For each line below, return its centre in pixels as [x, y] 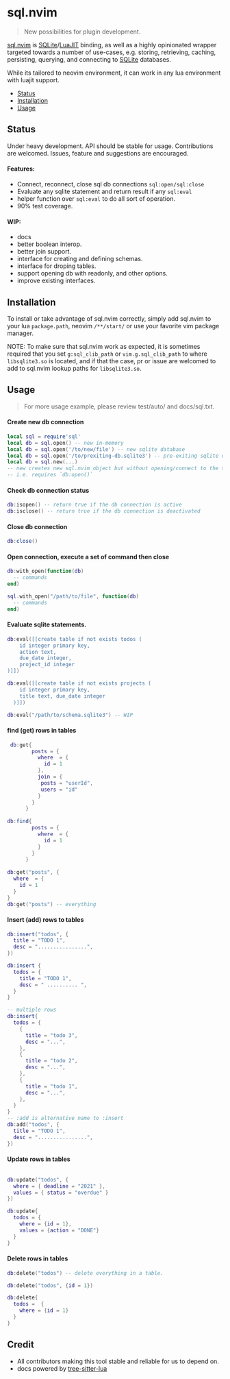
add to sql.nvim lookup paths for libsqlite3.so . [74, 368]
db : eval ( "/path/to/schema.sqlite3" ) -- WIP [70, 715]
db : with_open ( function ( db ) [46, 571]
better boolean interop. [49, 244]
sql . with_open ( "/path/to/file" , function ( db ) [73, 596]
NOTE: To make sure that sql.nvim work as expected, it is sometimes [104, 346]
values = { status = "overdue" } [61, 1193]
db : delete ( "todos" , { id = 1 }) [50, 1285]
